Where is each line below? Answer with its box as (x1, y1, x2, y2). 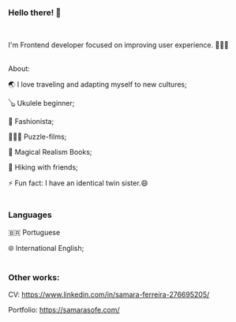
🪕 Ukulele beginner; (8, 99, 75, 108)
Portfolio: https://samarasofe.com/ (8, 305, 120, 314)
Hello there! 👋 (8, 7, 62, 18)
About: (8, 64, 30, 73)
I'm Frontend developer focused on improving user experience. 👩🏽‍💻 (8, 40, 229, 50)
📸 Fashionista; (8, 117, 54, 126)
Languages (8, 209, 53, 220)
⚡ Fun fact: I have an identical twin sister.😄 (8, 178, 148, 188)
